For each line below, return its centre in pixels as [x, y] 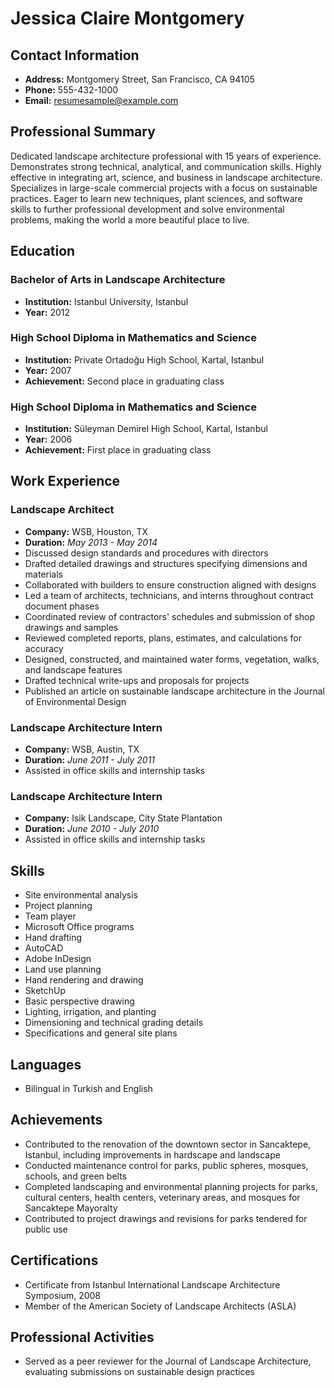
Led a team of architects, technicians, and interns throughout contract [169, 595]
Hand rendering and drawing [84, 980]
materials [43, 574]
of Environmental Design [75, 701]
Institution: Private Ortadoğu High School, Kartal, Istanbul [144, 359]
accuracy [44, 648]
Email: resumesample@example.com [101, 100]
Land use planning [63, 969]
